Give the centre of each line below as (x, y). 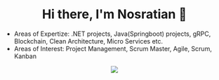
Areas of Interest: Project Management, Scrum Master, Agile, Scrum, (113, 48)
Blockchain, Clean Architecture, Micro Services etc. (88, 41)
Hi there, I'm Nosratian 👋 (114, 14)
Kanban (25, 56)
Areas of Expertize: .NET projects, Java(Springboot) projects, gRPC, (112, 34)
